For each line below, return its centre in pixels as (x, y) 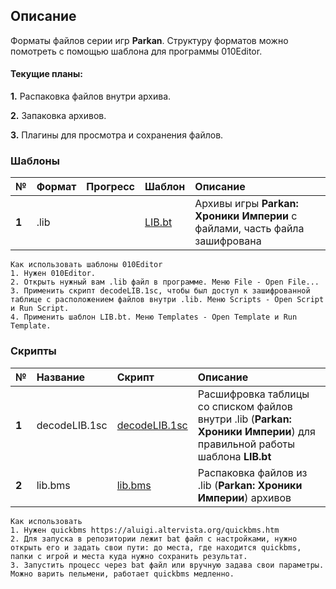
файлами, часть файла (249, 229)
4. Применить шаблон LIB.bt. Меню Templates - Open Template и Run (154, 317)
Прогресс (111, 187)
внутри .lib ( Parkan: (244, 419)
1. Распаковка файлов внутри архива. (91, 96)
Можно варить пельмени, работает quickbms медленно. (122, 574)
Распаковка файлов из (252, 472)
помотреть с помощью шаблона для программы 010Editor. (136, 51)
